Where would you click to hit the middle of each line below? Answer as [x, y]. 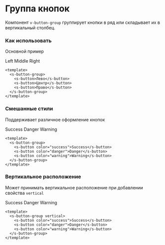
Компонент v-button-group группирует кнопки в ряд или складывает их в [82, 22]
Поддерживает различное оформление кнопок [55, 119]
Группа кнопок [37, 9]
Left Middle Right [23, 61]
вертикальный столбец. [30, 27]
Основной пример [25, 51]
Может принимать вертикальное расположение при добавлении [74, 187]
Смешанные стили [29, 109]
